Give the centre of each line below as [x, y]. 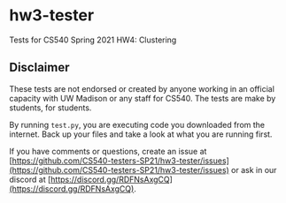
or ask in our [254, 169]
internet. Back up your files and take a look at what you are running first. [141, 134]
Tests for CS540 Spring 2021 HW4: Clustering [93, 40]
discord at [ [30, 179]
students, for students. [50, 108]
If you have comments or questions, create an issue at [108, 151]
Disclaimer [39, 68]
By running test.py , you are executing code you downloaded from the [137, 124]
